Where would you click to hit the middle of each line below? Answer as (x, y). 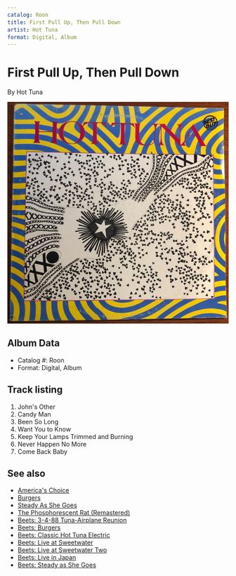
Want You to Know (44, 429)
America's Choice (43, 490)
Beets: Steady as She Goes (57, 565)
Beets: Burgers (39, 528)
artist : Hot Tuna (33, 30)
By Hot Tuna (25, 92)
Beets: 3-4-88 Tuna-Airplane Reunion (72, 521)
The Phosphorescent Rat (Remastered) (74, 513)
